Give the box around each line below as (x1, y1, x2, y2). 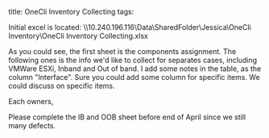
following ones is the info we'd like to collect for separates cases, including (8, 56, 258, 65)
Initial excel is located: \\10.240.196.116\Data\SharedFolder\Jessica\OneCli (8, 23, 251, 31)
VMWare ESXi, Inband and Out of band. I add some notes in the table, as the (8, 64, 262, 73)
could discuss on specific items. (8, 81, 115, 90)
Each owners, (8, 97, 54, 106)
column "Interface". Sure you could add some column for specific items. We (8, 73, 260, 82)
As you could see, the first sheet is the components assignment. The (8, 47, 237, 56)
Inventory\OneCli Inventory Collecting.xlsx (8, 31, 149, 40)
